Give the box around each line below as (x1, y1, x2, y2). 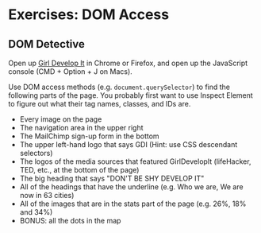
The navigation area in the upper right (19, 123, 144, 132)
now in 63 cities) (19, 191, 75, 200)
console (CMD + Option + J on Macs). (8, 67, 132, 76)
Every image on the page (19, 115, 102, 124)
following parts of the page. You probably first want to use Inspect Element (8, 91, 254, 100)
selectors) (19, 149, 53, 157)
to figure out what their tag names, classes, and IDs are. (8, 99, 191, 108)
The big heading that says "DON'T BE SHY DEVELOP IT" (19, 173, 205, 183)
